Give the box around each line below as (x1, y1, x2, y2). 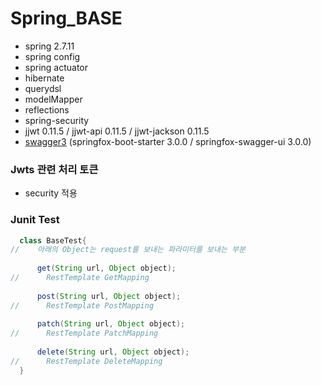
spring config (24, 50, 81, 62)
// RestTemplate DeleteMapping (10, 356, 163, 366)
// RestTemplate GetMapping (10, 273, 150, 283)
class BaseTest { (19, 235, 87, 246)
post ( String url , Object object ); (36, 291, 182, 301)
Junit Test (10, 213, 60, 227)
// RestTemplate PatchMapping (10, 328, 159, 339)
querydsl (24, 82, 62, 94)
